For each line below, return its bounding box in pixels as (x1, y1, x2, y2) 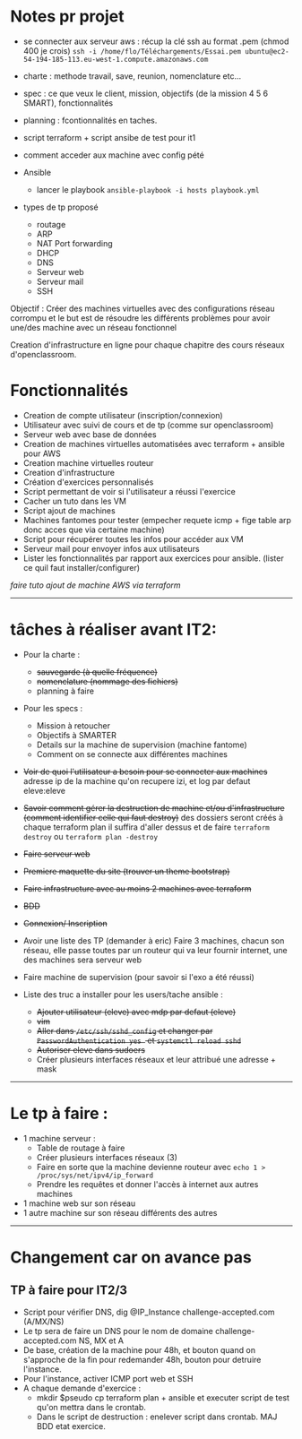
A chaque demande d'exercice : (22, 1383, 142, 1393)
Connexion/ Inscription (22, 918, 108, 928)
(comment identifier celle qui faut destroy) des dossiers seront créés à (22, 812, 283, 823)
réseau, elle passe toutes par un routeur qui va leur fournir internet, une (22, 944, 288, 955)
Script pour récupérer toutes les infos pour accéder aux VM (22, 533, 245, 544)
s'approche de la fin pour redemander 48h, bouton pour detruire (22, 1354, 262, 1365)
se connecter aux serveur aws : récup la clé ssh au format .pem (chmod (22, 36, 289, 47)
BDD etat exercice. (36, 1420, 107, 1431)
